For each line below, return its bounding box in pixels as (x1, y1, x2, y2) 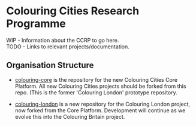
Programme (6, 17, 66, 30)
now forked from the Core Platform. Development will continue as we (14, 106, 186, 114)
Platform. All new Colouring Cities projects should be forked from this (14, 82, 186, 90)
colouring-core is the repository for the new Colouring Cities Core (14, 76, 178, 83)
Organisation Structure (6, 60, 94, 70)
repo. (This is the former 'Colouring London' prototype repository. (14, 88, 178, 96)
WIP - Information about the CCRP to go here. (6, 36, 119, 44)
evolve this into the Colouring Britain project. (14, 113, 125, 120)
